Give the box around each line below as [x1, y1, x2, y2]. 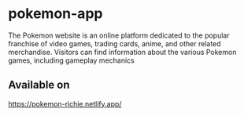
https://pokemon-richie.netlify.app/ [8, 99, 122, 108]
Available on [8, 78, 70, 92]
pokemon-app [8, 5, 103, 23]
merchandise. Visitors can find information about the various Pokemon [8, 47, 237, 56]
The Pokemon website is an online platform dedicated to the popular [8, 31, 230, 40]
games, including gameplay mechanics [8, 56, 135, 65]
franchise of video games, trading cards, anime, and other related [8, 38, 222, 48]
